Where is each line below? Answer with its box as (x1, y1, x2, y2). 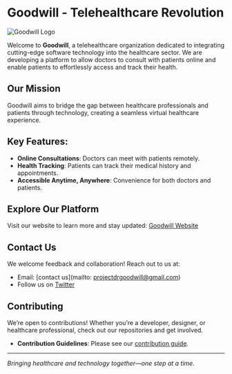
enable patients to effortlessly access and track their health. (7, 63, 178, 71)
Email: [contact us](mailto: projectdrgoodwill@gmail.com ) (17, 273, 181, 282)
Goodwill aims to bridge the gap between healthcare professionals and (7, 101, 209, 110)
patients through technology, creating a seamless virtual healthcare (7, 108, 199, 116)
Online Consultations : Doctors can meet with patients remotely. (17, 154, 200, 163)
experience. (7, 116, 41, 124)
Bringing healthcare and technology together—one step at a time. (7, 360, 195, 367)
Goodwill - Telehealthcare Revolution (7, 5, 224, 21)
